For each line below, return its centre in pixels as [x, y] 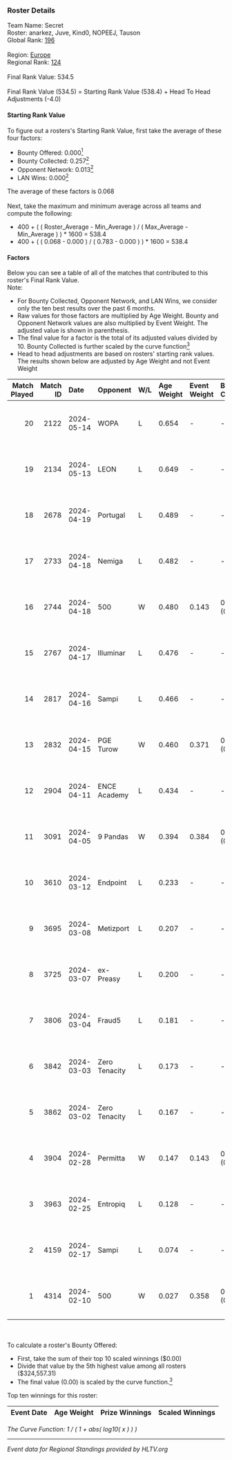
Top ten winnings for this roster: [52, 1395]
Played [22, 394]
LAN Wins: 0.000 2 [43, 177]
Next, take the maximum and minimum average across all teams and [104, 206]
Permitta [112, 1158]
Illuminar [112, 652]
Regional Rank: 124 [34, 62]
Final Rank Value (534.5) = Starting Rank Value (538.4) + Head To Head [109, 92]
